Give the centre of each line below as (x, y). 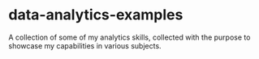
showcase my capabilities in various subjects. (85, 45)
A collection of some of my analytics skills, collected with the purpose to (129, 37)
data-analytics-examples (96, 15)
